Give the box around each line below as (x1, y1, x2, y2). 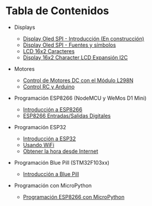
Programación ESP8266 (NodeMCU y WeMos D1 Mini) (14, 94, 147, 102)
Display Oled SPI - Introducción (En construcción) (22, 35, 144, 42)
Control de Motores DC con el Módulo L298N (22, 77, 134, 84)
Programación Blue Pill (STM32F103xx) (14, 159, 110, 166)
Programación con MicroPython (14, 182, 92, 189)
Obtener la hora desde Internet (22, 148, 98, 155)
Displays (14, 24, 35, 31)
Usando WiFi (22, 141, 54, 148)
